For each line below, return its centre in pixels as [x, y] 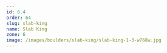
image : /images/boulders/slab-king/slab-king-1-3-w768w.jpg [84, 40]
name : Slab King [27, 29]
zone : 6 [16, 35]
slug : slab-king [27, 23]
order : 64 [19, 18]
